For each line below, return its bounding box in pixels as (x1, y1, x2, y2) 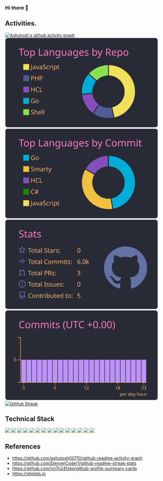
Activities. (5, 19, 37, 28)
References (5, 442, 41, 450)
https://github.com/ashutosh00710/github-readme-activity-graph (12, 455, 143, 461)
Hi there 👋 (5, 4, 29, 11)
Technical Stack (5, 415, 55, 423)
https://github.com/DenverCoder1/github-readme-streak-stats (12, 461, 137, 466)
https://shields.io (12, 471, 46, 477)
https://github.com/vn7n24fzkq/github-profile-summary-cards (12, 465, 137, 471)
